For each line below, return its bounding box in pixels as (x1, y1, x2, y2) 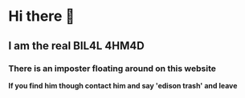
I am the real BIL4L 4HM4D (8, 39, 145, 53)
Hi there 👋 (8, 7, 75, 25)
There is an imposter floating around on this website (8, 63, 217, 74)
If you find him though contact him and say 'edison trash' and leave (8, 80, 238, 90)
